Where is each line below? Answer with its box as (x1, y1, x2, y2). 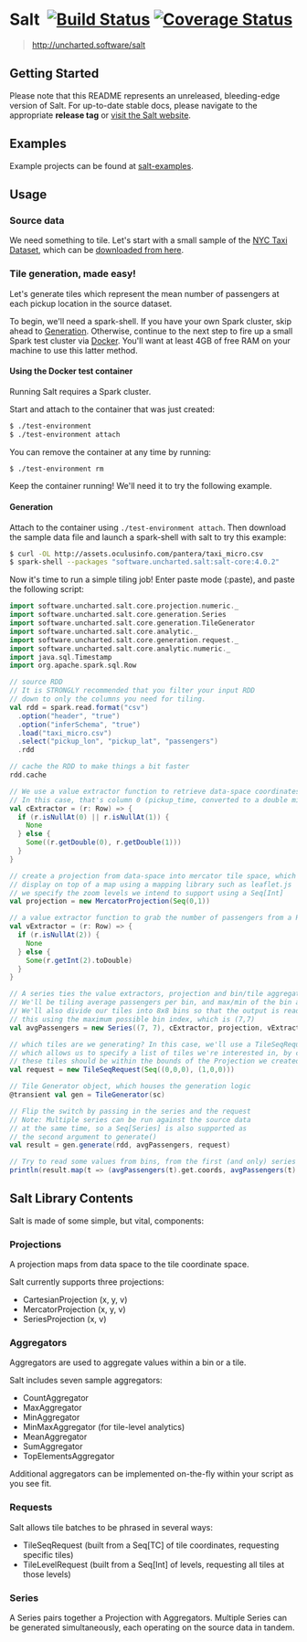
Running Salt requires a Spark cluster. (9, 386, 152, 397)
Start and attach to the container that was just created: (9, 403, 216, 415)
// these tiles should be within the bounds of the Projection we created (9, 1056, 301, 1066)
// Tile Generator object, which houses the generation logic (9, 1082, 251, 1091)
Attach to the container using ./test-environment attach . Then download (9, 522, 286, 533)
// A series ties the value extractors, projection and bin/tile (9, 990, 263, 999)
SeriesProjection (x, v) (22, 1314, 107, 1325)
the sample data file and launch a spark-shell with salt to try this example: (9, 531, 287, 543)
